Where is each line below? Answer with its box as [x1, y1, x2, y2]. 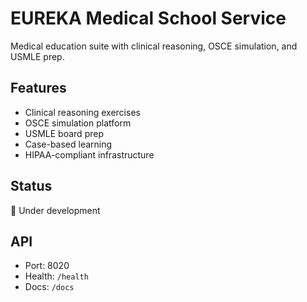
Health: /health [24, 270, 89, 282]
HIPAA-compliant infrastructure [24, 148, 155, 161]
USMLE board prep [24, 127, 104, 139]
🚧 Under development [10, 204, 101, 216]
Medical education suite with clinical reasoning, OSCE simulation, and [10, 40, 298, 52]
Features [10, 80, 67, 97]
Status [10, 178, 53, 195]
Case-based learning [24, 138, 113, 150]
